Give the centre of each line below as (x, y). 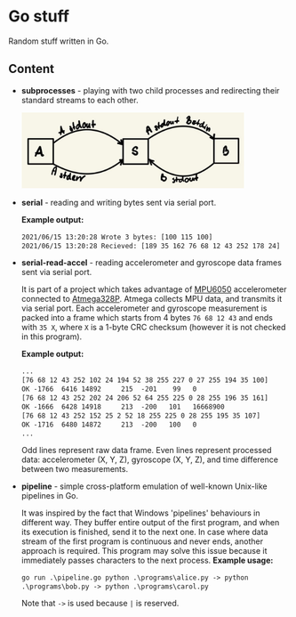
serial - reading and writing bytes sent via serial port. (119, 202)
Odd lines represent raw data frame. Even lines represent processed (146, 450)
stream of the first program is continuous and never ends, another (142, 541)
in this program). (52, 337)
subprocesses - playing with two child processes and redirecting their (150, 90)
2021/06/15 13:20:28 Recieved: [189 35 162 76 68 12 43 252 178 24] (151, 246)
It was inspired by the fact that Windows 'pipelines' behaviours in (140, 513)
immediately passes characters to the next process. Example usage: (147, 560)
